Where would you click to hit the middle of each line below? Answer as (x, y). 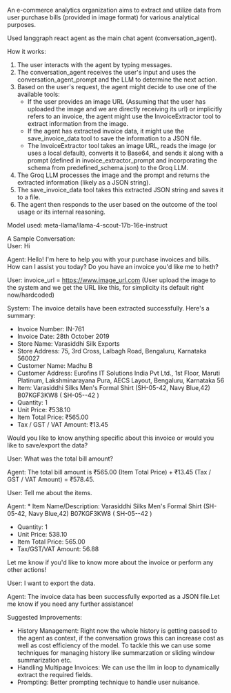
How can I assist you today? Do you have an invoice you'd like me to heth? (113, 267)
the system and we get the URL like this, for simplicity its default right (106, 287)
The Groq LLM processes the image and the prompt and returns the (113, 175)
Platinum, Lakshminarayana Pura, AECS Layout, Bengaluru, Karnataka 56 (121, 380)
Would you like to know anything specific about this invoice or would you (111, 438)
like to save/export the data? (48, 445)
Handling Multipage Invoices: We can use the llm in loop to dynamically (118, 667)
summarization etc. (44, 660)
